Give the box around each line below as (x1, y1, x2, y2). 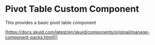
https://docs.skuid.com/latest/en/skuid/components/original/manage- (6, 29, 150, 35)
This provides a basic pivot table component (5, 20, 96, 25)
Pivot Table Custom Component (5, 3, 139, 15)
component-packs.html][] (5, 34, 58, 40)
